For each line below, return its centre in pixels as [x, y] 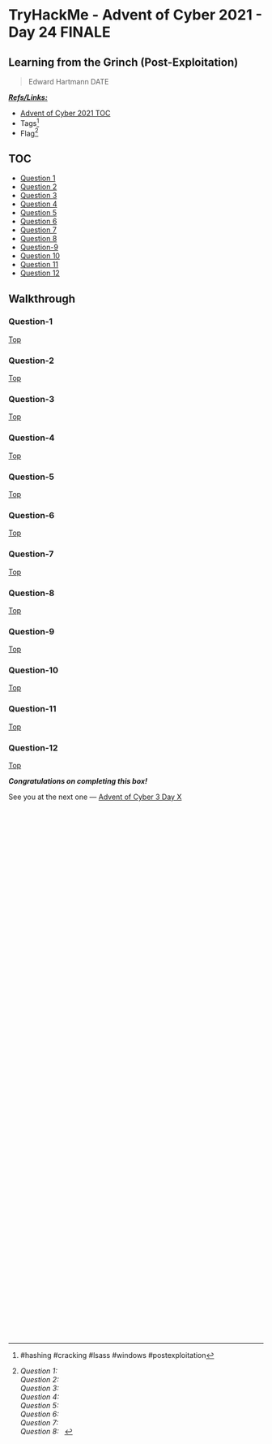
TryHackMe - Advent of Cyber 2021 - [136, 15]
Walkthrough [42, 298]
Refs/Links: [28, 97]
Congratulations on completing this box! [78, 781]
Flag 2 [29, 132]
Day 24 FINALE [59, 32]
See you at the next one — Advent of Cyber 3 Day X [95, 797]
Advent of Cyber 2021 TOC [65, 113]
